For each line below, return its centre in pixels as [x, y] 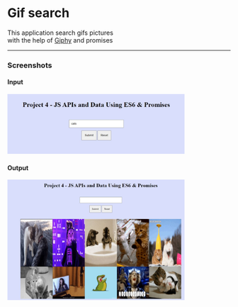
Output [18, 167]
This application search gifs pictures [60, 33]
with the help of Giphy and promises [60, 40]
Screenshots [30, 65]
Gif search [38, 13]
